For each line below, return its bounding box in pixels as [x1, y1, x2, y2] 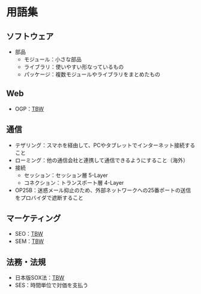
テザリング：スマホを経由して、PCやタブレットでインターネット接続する [14, 142, 196, 149]
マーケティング [6, 214, 61, 224]
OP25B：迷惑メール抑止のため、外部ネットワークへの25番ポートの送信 [14, 187, 191, 194]
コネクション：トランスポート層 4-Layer [23, 179, 124, 186]
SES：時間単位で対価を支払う [14, 281, 89, 289]
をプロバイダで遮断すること [14, 194, 84, 201]
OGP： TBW [14, 105, 44, 112]
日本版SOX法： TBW [14, 274, 65, 281]
